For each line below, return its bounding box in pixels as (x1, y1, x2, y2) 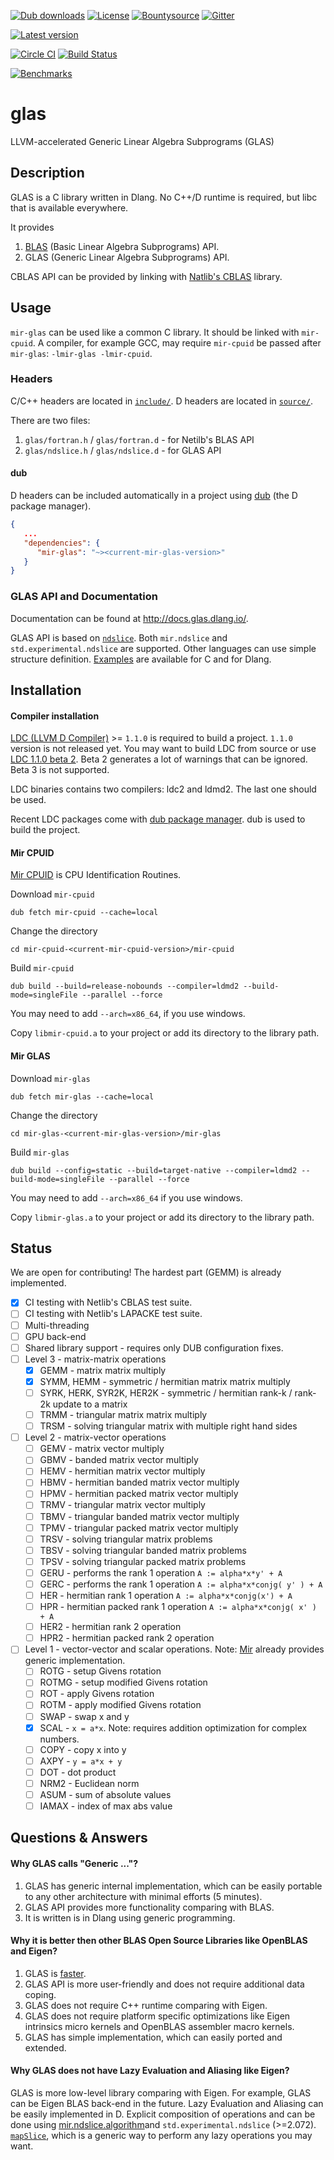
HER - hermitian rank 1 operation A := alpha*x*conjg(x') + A (39, 1589, 293, 1601)
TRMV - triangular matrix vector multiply (39, 1499, 206, 1511)
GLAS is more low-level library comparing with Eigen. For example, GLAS (10, 2087, 312, 2099)
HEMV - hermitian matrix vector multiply (39, 1465, 206, 1477)
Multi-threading (24, 1319, 90, 1331)
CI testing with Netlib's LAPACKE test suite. (24, 1308, 203, 1320)
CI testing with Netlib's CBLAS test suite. (24, 1296, 193, 1309)
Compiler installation (10, 710, 100, 722)
